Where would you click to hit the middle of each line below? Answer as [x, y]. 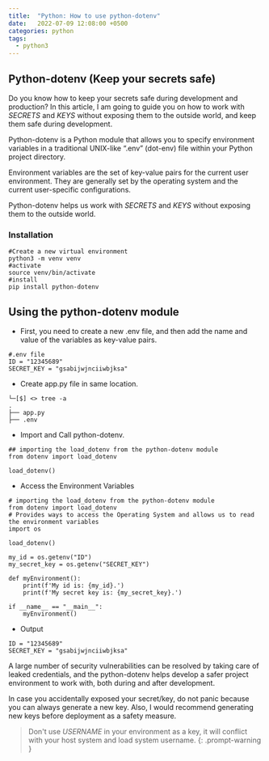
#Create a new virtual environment [68, 252]
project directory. [37, 156]
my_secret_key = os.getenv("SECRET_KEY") [79, 564]
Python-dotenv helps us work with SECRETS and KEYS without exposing [130, 205]
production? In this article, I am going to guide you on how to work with [126, 107]
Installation [31, 235]
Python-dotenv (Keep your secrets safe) [112, 79]
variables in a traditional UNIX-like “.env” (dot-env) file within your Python [130, 148]
